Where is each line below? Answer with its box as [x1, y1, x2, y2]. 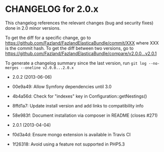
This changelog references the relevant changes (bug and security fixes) [5, 20, 154, 26]
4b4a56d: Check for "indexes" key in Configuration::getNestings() [12, 93, 147, 99]
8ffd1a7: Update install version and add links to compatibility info [12, 102, 144, 108]
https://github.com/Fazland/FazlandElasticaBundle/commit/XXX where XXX [5, 40, 159, 46]
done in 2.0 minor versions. [5, 25, 61, 31]
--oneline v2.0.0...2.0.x [20, 65, 74, 70]
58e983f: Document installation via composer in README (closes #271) [12, 112, 158, 118]
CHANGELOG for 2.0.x [5, 3, 99, 15]
